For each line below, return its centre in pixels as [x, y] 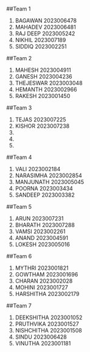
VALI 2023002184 [38, 169]
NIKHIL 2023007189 [40, 40]
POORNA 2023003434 [44, 188]
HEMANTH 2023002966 [46, 90]
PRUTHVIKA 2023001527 [47, 324]
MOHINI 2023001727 [41, 287]
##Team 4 [19, 157]
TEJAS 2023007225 [40, 119]
